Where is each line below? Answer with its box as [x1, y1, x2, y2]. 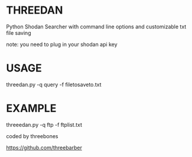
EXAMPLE [6, 102, 57, 115]
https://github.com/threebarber [6, 144, 83, 151]
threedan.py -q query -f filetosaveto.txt [6, 81, 102, 88]
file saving [6, 29, 31, 36]
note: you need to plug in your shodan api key [6, 41, 118, 48]
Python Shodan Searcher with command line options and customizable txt [6, 23, 187, 30]
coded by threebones [6, 132, 58, 139]
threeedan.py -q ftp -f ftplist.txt [6, 121, 83, 128]
